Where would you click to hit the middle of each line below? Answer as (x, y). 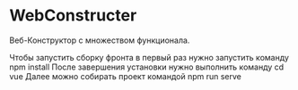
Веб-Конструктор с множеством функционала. (100, 40)
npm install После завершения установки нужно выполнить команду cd (147, 67)
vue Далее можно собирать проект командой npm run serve (126, 76)
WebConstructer (73, 16)
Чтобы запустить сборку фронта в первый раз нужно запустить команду (149, 57)
